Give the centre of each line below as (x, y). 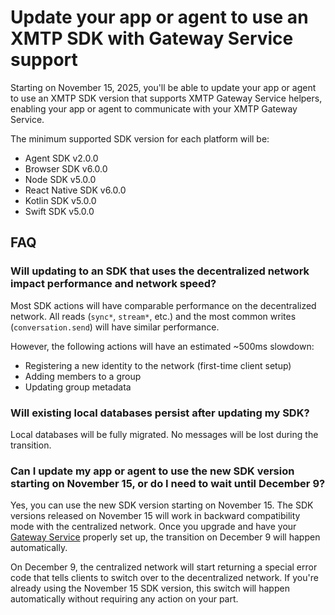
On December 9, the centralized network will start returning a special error (164, 567)
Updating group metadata (78, 387)
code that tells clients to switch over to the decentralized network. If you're (164, 578)
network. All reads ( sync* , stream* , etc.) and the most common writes (153, 316)
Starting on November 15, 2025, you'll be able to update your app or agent (163, 87)
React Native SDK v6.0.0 (75, 190)
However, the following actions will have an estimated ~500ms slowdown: (162, 346)
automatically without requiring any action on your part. (124, 599)
